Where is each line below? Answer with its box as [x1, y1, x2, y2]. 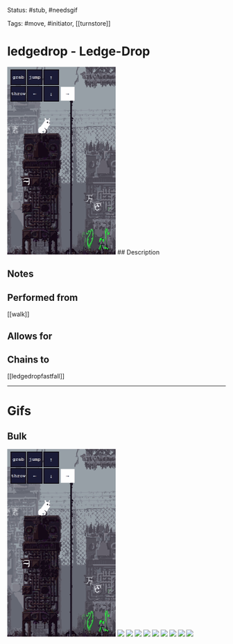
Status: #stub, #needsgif [7, 6, 78, 14]
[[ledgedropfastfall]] [7, 372, 64, 381]
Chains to [7, 354, 50, 365]
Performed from [7, 291, 78, 304]
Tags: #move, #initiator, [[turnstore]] [7, 19, 111, 27]
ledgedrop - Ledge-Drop [7, 44, 150, 60]
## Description [116, 247, 160, 256]
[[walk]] [7, 310, 30, 318]
